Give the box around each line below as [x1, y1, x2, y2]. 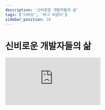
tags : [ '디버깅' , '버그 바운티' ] [5, 12, 67, 17]
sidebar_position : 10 [5, 17, 51, 22]
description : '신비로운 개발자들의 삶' [5, 7, 79, 13]
